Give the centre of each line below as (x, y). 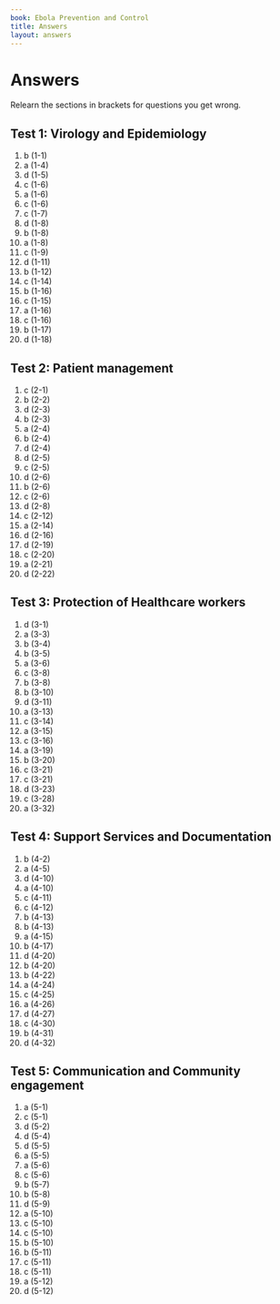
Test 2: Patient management (92, 368)
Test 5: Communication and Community (125, 1071)
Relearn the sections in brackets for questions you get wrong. (126, 105)
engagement (47, 1085)
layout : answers (41, 35)
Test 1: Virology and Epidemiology (109, 133)
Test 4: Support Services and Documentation (141, 837)
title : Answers (39, 26)
